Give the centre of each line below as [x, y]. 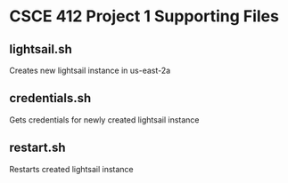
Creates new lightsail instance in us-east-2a [90, 70]
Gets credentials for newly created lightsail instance [104, 119]
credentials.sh [50, 98]
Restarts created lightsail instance [71, 169]
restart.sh [37, 148]
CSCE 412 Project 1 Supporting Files [144, 16]
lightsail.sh [41, 49]
